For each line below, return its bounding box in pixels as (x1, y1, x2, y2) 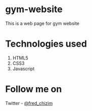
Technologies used (5, 38, 87, 50)
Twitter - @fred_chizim (5, 100, 53, 106)
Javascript (12, 65, 35, 71)
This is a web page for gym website (5, 20, 80, 26)
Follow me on (5, 84, 62, 95)
